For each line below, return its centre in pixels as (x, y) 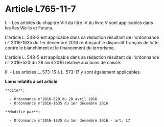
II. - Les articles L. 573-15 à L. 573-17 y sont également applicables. (73, 72)
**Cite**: (15, 90)
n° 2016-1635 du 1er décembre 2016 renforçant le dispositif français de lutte (82, 42)
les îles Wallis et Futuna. (29, 27)
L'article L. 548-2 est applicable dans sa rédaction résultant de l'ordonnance (82, 37)
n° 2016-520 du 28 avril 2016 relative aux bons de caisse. (63, 62)
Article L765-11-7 (41, 9)
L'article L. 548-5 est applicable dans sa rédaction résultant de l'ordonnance (82, 57)
